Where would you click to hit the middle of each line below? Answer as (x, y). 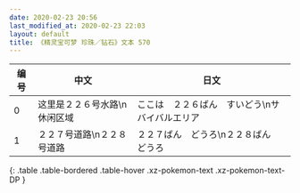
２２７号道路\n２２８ (83, 134)
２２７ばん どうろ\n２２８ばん (204, 134)
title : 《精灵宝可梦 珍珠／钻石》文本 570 (80, 42)
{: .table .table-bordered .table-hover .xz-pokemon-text (112, 171)
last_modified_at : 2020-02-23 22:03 (77, 26)
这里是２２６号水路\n (83, 105)
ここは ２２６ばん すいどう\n (204, 105)
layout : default (39, 34)
